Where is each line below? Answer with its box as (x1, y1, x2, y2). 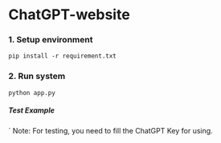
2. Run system (8, 70, 66, 81)
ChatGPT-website (8, 6, 130, 24)
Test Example (8, 105, 55, 115)
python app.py (8, 89, 56, 97)
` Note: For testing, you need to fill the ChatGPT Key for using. (8, 125, 213, 135)
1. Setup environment (8, 34, 93, 46)
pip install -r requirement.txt (8, 52, 117, 61)
